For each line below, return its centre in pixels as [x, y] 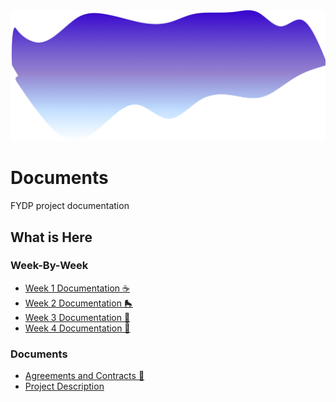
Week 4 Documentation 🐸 [77, 328]
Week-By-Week [49, 266]
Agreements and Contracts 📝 [84, 376]
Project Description [64, 386]
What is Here [51, 237]
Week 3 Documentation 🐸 [77, 317]
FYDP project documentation [70, 206]
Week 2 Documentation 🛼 [78, 303]
